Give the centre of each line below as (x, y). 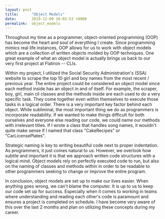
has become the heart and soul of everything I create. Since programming (80, 43)
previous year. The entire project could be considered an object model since (82, 84)
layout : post (18, 10)
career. (12, 213)
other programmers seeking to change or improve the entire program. (76, 172)
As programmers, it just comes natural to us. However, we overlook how (78, 151)
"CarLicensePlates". (25, 136)
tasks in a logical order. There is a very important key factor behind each (79, 104)
